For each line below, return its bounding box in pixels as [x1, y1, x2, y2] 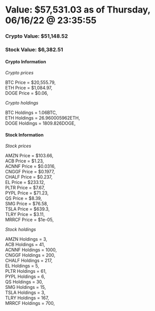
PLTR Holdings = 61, [5, 268, 47, 274]
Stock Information [5, 132, 44, 138]
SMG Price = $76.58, [5, 200, 49, 207]
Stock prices [5, 143, 32, 149]
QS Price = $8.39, [5, 195, 42, 201]
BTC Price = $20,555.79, [5, 79, 56, 85]
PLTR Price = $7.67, [5, 185, 45, 191]
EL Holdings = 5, [5, 263, 39, 269]
